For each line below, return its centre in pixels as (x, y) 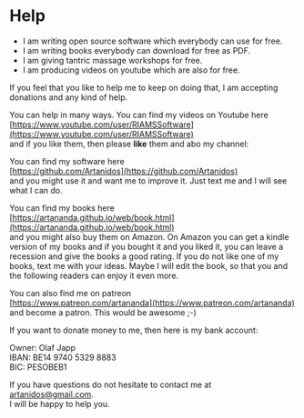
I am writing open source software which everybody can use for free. (152, 41)
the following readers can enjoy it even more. (94, 275)
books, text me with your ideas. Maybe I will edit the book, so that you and (149, 265)
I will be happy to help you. (60, 403)
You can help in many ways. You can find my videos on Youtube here (139, 114)
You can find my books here (62, 208)
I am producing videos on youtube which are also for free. (131, 70)
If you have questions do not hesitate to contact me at (111, 384)
